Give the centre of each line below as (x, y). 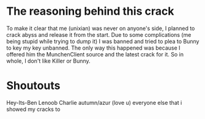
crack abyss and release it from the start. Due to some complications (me (99, 34)
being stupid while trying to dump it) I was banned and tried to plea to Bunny (103, 41)
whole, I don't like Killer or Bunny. (48, 61)
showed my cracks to (33, 109)
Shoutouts (33, 86)
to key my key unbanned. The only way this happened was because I (93, 48)
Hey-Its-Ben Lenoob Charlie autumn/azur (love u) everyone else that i (94, 102)
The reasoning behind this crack (90, 11)
